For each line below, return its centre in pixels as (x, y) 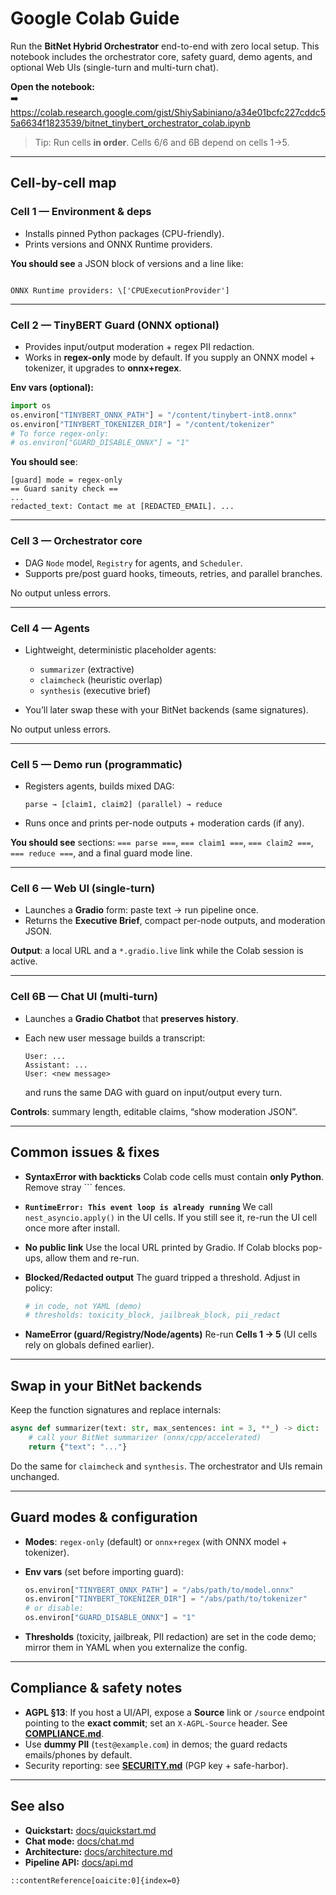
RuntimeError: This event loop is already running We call (148, 1206)
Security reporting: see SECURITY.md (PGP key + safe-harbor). (156, 1765)
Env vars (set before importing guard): (104, 1571)
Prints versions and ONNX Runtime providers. (118, 244)
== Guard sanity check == (64, 489)
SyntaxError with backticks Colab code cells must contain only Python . (174, 1176)
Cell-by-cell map (63, 183)
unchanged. (35, 1476)
